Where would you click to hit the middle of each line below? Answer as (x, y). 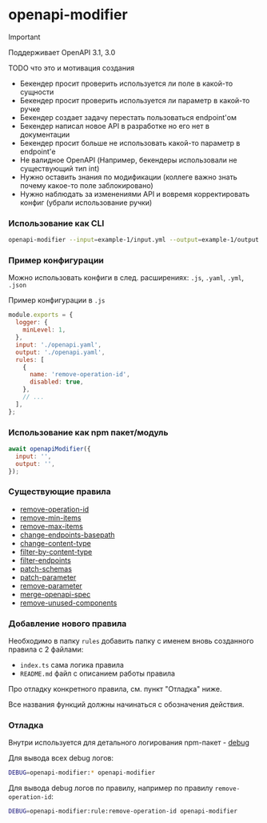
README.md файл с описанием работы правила (98, 673)
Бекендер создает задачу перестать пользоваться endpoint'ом (128, 117)
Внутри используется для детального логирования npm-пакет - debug (129, 743)
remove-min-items (50, 517)
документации (45, 134)
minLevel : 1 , (44, 330)
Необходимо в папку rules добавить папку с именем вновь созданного (131, 641)
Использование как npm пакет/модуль (88, 432)
